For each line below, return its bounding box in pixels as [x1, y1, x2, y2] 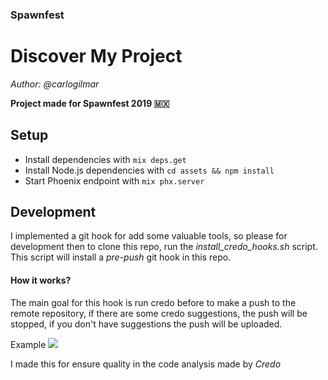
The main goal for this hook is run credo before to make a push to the [10, 296, 297, 308]
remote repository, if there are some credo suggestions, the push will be [10, 307, 308, 319]
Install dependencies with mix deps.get [24, 153, 187, 165]
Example [10, 338, 47, 350]
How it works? [10, 274, 72, 287]
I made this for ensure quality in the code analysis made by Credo [10, 358, 282, 370]
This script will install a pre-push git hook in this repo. [10, 251, 232, 263]
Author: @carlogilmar [10, 78, 100, 90]
